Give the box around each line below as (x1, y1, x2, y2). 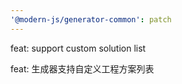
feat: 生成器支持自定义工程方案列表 (10, 62, 155, 75)
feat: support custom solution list (10, 42, 147, 54)
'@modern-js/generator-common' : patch (10, 14, 172, 25)
